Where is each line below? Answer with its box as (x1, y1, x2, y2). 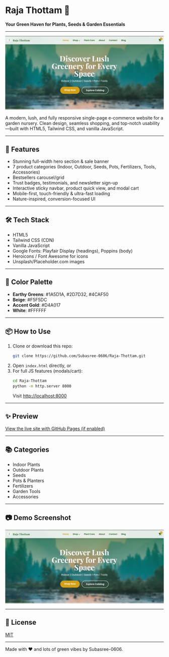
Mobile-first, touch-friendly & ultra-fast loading (12, 191, 110, 197)
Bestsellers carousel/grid (12, 174, 64, 181)
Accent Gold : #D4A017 (12, 302, 61, 308)
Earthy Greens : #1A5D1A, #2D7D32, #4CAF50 (12, 291, 109, 297)
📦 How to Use (5, 327, 51, 336)
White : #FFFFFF (12, 307, 47, 313)
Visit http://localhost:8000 (12, 393, 67, 399)
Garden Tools (12, 488, 41, 494)
